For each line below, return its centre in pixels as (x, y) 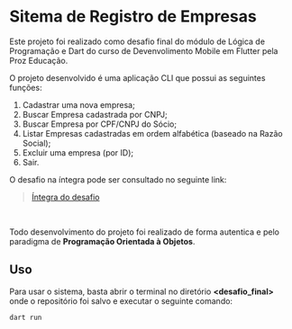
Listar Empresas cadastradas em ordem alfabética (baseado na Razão (152, 133)
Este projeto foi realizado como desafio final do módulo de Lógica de (137, 41)
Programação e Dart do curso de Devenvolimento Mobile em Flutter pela (144, 50)
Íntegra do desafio (65, 197)
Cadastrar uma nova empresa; (78, 104)
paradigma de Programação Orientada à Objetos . (102, 241)
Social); (36, 143)
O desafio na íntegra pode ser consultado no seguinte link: (118, 179)
